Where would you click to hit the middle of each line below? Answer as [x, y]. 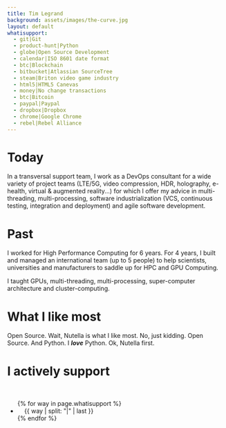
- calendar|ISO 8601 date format [62, 59]
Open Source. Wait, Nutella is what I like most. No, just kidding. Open [105, 336]
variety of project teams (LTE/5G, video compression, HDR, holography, [109, 184]
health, [17, 191]
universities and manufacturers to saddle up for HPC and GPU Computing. [113, 268]
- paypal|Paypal [37, 104]
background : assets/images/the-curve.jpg [68, 20]
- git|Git [27, 39]
